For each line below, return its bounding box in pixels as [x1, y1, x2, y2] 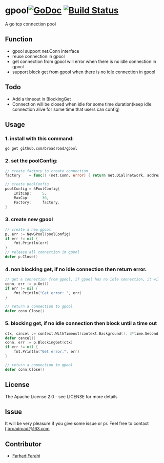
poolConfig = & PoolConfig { [5, 186, 60, 191]
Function [5, 35, 33, 43]
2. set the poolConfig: [5, 158, 58, 164]
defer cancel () [5, 336, 36, 341]
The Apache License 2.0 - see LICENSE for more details [5, 393, 118, 400]
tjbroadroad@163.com [5, 426, 50, 432]
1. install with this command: [5, 135, 74, 141]
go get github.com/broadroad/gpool [5, 146, 78, 151]
